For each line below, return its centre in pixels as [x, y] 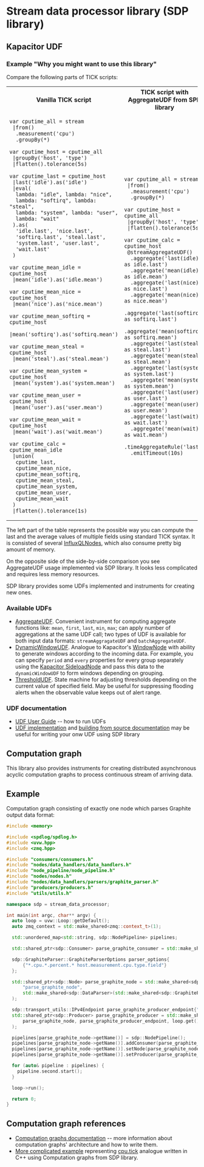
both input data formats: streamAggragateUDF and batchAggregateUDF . [100, 641]
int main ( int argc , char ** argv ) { [51, 915]
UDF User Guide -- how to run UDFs [60, 722]
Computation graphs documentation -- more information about [93, 1138]
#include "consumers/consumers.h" [50, 859]
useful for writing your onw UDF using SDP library [77, 734]
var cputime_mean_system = [48, 371]
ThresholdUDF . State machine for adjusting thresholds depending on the [106, 680]
